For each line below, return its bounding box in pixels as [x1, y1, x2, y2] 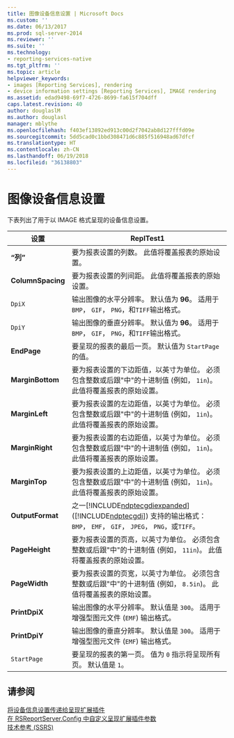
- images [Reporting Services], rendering [7, 81, 132, 88]
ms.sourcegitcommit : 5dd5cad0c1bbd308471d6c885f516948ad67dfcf [7, 133, 195, 140]
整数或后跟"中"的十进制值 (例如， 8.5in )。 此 [72, 579, 219, 588]
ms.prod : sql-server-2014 [7, 29, 82, 37]
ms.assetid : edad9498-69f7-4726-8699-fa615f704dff [7, 95, 157, 102]
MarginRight [10, 443, 53, 453]
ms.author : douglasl [7, 113, 68, 120]
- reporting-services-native [7, 56, 92, 63]
